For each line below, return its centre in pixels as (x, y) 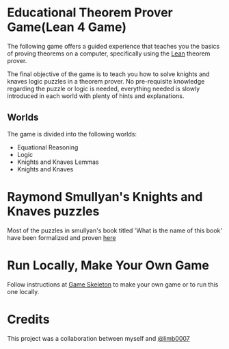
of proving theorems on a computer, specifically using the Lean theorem (109, 53)
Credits (28, 319)
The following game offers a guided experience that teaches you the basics (113, 46)
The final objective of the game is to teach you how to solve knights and (108, 74)
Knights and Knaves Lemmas (58, 162)
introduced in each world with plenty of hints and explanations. (96, 96)
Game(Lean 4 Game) (67, 27)
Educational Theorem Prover (90, 13)
